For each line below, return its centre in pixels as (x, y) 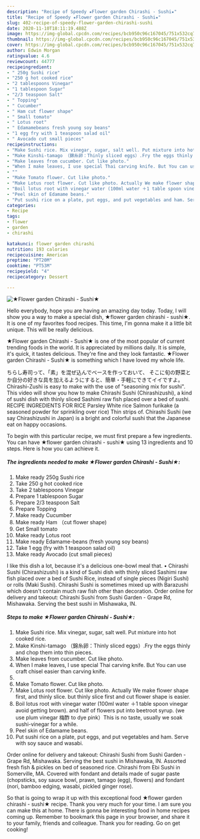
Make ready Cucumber (43, 515)
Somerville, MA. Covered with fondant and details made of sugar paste (93, 774)
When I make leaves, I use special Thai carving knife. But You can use (101, 665)
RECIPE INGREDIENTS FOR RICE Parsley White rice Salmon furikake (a (93, 405)
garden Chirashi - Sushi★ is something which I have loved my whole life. (96, 360)
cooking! (18, 829)
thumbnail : (20, 39)
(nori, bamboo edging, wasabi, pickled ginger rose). (70, 786)
